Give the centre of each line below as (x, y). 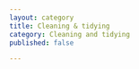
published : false (42, 43)
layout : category (42, 17)
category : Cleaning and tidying (69, 34)
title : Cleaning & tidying (60, 26)
